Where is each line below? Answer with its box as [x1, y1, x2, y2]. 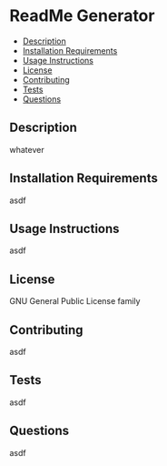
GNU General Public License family [9, 296, 141, 307]
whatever [9, 144, 44, 155]
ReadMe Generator [9, 5, 155, 26]
